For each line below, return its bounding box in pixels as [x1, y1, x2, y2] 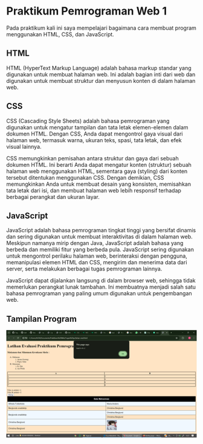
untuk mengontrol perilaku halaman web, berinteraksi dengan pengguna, [6, 252, 187, 260]
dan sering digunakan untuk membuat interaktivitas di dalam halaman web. [6, 233, 193, 240]
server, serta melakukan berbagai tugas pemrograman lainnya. [6, 265, 163, 273]
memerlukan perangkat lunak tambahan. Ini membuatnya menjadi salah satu [6, 283, 196, 291]
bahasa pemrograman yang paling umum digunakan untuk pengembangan [6, 290, 192, 297]
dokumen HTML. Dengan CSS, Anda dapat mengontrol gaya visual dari [6, 130, 183, 137]
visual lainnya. [6, 143, 42, 150]
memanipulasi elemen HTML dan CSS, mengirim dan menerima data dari [6, 259, 187, 266]
